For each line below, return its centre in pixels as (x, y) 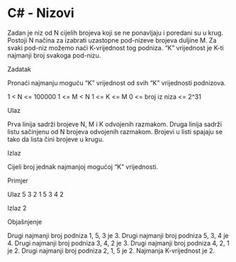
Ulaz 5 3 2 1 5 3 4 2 (35, 194)
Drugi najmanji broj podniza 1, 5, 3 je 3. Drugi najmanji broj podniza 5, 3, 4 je (118, 235)
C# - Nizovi (41, 13)
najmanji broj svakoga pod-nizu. (54, 55)
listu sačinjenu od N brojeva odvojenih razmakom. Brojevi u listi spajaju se (115, 131)
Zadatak (19, 69)
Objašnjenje (25, 222)
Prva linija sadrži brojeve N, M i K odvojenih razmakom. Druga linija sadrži (114, 124)
